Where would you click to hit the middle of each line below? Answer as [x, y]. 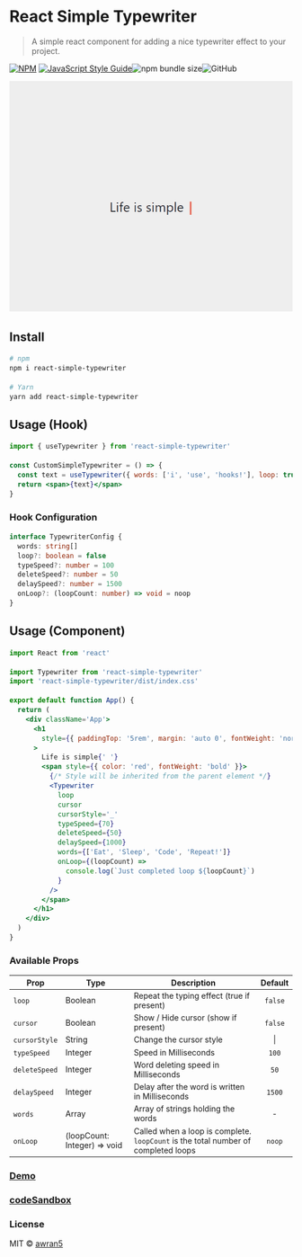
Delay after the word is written [189, 1087]
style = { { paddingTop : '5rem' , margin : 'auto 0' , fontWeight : [159, 738]
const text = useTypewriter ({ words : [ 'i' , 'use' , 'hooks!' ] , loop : [148, 475]
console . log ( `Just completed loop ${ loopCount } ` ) [160, 871]
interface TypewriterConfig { [66, 537]
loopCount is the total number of [192, 1140]
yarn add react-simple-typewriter [74, 397]
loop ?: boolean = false [62, 556]
